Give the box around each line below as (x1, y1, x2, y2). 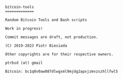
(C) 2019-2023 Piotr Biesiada (5, 43, 68, 48)
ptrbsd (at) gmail (5, 60, 43, 65)
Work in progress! (5, 26, 43, 31)
